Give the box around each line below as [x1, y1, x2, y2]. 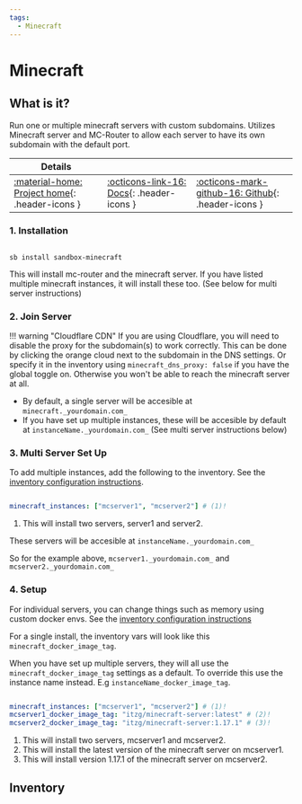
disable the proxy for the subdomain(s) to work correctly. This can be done [9, 340, 288, 351]
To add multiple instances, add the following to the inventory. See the [9, 467, 266, 478]
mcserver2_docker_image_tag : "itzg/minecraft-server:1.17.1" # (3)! [9, 719, 271, 728]
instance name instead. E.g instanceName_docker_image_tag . [9, 676, 231, 687]
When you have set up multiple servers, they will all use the [9, 658, 229, 668]
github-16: [196, 186, 244, 199]
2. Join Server [9, 310, 72, 322]
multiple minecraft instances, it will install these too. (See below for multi [9, 278, 277, 288]
